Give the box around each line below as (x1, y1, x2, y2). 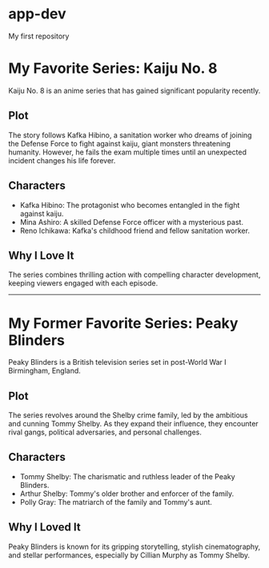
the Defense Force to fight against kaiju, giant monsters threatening (8, 138, 231, 148)
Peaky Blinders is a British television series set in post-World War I (8, 358, 227, 367)
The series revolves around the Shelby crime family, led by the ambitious (8, 410, 248, 420)
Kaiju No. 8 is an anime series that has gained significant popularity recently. (8, 86, 261, 95)
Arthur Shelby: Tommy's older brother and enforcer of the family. (19, 489, 235, 498)
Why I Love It (8, 249, 74, 262)
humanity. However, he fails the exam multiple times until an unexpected (8, 147, 247, 157)
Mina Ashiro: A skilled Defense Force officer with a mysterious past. (19, 217, 244, 226)
